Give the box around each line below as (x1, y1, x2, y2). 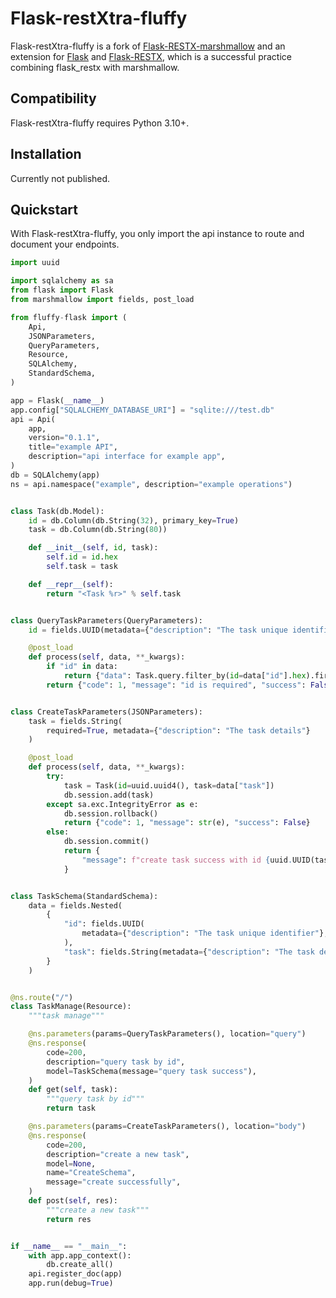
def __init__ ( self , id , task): (28, 543, 159, 553)
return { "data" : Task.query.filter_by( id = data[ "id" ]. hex (63, 671, 307, 681)
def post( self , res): (28, 1196, 118, 1206)
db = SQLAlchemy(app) (10, 470, 101, 480)
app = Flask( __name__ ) (10, 395, 105, 406)
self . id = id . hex (46, 552, 118, 562)
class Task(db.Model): (10, 506, 105, 516)
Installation (10, 146, 82, 163)
